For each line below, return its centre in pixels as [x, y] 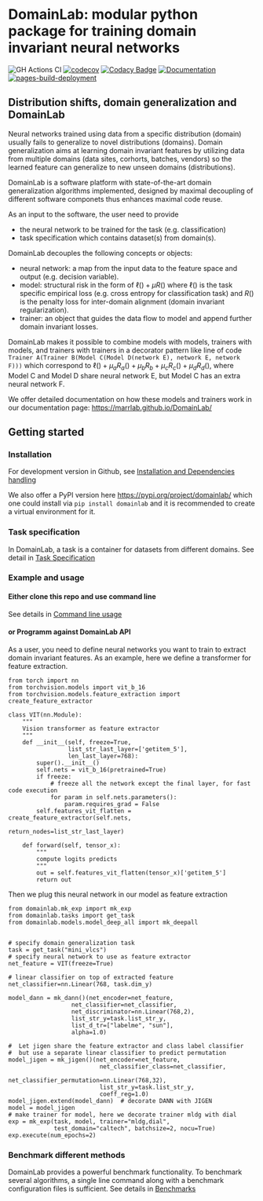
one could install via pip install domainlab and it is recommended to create [131, 503]
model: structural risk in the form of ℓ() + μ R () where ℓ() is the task [126, 285]
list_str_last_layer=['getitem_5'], [128, 749]
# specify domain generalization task [71, 943]
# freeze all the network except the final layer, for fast [150, 783]
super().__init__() [68, 763]
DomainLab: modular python [103, 15]
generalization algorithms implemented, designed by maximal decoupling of [131, 191]
